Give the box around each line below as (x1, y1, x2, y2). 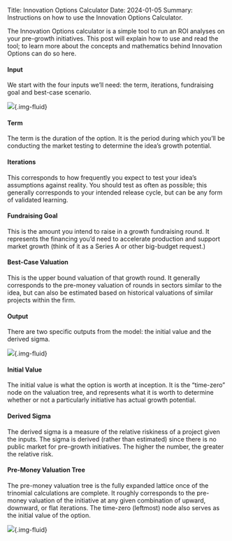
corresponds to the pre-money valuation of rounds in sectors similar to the (7, 281, 222, 290)
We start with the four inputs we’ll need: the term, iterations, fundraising (7, 80, 215, 90)
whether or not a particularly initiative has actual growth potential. (7, 395, 197, 405)
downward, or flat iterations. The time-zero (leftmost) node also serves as (7, 503, 220, 512)
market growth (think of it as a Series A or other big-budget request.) (7, 241, 206, 251)
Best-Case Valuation (7, 258, 68, 267)
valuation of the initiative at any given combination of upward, (28, 496, 206, 505)
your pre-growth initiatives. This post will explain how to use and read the (7, 34, 219, 43)
